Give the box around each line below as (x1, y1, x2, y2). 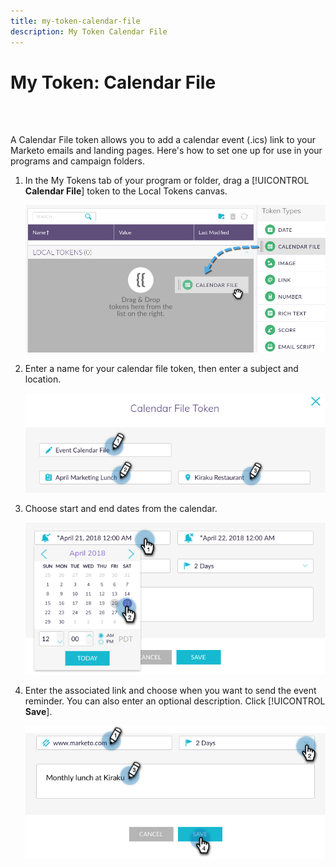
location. (24, 373, 62, 385)
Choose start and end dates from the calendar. (24, 502, 218, 514)
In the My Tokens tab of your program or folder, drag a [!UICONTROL (24, 175, 310, 187)
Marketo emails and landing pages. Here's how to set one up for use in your (10, 145, 323, 157)
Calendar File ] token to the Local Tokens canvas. (24, 185, 228, 197)
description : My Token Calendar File (10, 26, 168, 37)
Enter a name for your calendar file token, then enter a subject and (24, 363, 299, 375)
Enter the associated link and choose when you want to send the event (24, 684, 317, 696)
